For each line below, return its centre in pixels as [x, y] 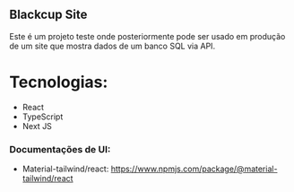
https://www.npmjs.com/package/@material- [194, 169]
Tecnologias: [59, 82]
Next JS [37, 126]
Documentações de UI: [60, 149]
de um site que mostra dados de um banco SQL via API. [112, 46]
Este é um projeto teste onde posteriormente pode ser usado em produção [147, 36]
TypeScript [43, 117]
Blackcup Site [48, 15]
